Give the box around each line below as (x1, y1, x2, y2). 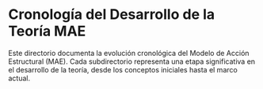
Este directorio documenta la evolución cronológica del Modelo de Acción (8, 48, 250, 57)
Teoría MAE (8, 22, 86, 40)
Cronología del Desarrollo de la (8, 6, 215, 24)
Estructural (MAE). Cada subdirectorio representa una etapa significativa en (8, 57, 256, 66)
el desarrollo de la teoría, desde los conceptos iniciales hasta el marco (8, 65, 238, 74)
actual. (8, 73, 31, 83)
